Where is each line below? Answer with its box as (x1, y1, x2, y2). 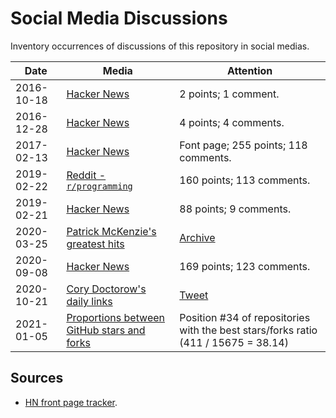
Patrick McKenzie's (66, 224, 157, 238)
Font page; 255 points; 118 (179, 138, 308, 152)
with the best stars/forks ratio (179, 323, 318, 337)
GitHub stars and (66, 323, 146, 337)
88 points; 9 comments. (179, 202, 292, 216)
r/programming (66, 180, 133, 192)
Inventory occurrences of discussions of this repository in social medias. (10, 40, 310, 52)
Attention (226, 63, 273, 77)
